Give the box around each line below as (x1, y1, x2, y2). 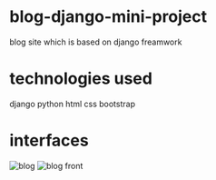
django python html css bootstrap (9, 98, 136, 109)
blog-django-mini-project (9, 6, 207, 27)
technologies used (9, 68, 152, 89)
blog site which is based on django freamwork (9, 36, 182, 47)
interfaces (9, 130, 89, 151)
